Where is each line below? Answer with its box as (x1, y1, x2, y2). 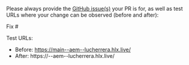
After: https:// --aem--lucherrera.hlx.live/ (14, 52, 115, 59)
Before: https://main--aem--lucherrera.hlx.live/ (14, 46, 131, 53)
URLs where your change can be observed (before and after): (6, 11, 159, 18)
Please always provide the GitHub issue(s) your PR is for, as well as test (6, 5, 183, 12)
